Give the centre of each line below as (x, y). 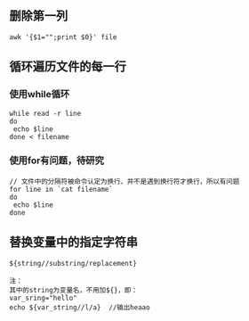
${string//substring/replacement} (73, 263)
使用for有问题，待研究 (57, 160)
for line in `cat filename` (61, 189)
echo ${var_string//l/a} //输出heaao (80, 307)
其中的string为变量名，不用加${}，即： (73, 290)
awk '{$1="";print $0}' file (63, 37)
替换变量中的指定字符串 (73, 242)
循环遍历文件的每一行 (68, 66)
